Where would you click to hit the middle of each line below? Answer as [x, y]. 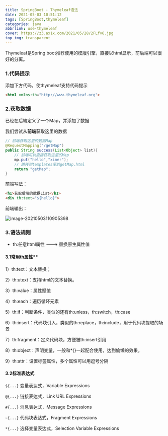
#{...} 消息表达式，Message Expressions [49, 407]
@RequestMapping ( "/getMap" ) [35, 146]
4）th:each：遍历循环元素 [32, 301]
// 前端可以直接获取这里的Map [42, 155]
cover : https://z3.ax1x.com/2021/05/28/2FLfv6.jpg [59, 33]
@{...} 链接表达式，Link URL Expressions [48, 396]
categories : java [23, 24]
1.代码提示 [18, 74]
